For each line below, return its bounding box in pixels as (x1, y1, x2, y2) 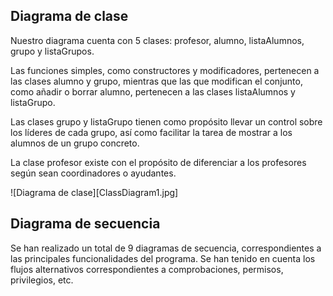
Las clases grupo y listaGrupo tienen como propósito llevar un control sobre (10, 115, 323, 128)
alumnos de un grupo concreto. (10, 137, 140, 149)
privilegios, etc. (10, 274, 74, 286)
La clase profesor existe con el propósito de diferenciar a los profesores (10, 156, 307, 168)
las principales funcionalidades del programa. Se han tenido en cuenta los (10, 252, 316, 264)
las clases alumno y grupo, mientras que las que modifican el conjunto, (10, 75, 303, 87)
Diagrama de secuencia (10, 215, 161, 233)
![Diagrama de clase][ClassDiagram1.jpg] (10, 186, 179, 198)
